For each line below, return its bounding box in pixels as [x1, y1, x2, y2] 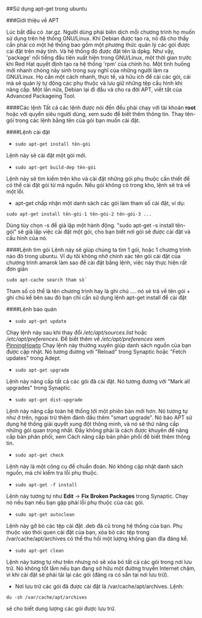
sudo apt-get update [14, 318, 67, 324]
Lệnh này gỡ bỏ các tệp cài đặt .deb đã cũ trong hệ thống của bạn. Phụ [6, 522, 183, 529]
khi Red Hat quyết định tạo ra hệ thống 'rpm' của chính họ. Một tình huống [6, 60, 191, 67]
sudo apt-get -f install [14, 482, 78, 488]
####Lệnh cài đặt [6, 129, 50, 135]
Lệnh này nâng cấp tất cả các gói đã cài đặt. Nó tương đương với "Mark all [6, 378, 191, 385]
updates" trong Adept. [6, 354, 62, 362]
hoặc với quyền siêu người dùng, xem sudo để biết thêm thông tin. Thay [6, 111, 185, 117]
